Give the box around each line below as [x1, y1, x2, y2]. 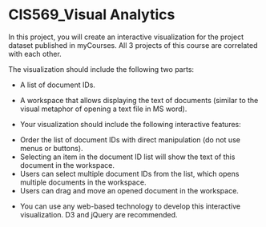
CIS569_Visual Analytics [8, 6, 175, 24]
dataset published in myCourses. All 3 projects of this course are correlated [8, 40, 258, 50]
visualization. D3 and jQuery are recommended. [19, 209, 178, 219]
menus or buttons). [19, 143, 83, 153]
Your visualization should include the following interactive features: [19, 119, 242, 129]
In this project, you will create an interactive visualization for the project [8, 32, 244, 42]
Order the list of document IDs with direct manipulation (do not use [19, 134, 240, 145]
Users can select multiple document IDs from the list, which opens [19, 169, 240, 178]
